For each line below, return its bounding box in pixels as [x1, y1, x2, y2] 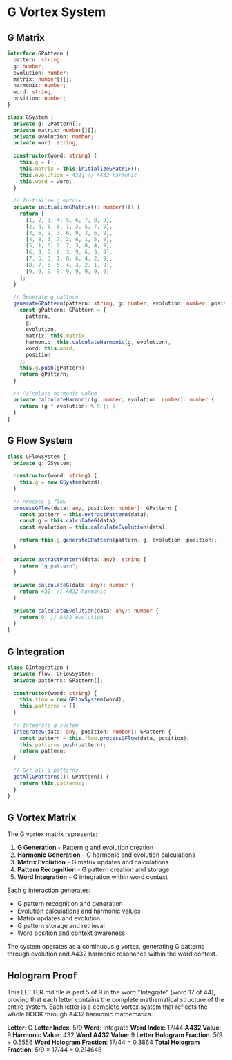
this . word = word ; [19, 178, 72, 185]
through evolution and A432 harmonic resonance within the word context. [7, 949, 217, 958]
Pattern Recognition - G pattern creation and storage [17, 865, 170, 874]
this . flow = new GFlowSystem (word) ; [19, 696, 126, 703]
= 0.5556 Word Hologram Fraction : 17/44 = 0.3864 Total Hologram [7, 1038, 200, 1046]
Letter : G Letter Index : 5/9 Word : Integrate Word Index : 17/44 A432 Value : [7, 1023, 222, 1032]
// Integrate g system [13, 721, 79, 729]
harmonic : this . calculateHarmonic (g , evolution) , [25, 339, 171, 346]
